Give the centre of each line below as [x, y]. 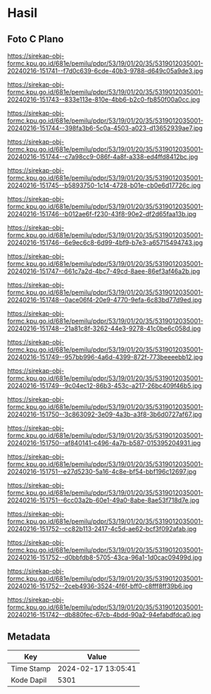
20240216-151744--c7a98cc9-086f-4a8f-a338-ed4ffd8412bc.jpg [103, 157]
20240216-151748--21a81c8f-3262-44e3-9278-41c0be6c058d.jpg [104, 328]
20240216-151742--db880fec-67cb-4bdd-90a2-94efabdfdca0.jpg [104, 615]
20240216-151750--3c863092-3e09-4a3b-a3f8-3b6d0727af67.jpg [105, 414]
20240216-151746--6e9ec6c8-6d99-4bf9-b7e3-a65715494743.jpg [105, 242]
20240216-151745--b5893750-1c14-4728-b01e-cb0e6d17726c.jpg [104, 185]
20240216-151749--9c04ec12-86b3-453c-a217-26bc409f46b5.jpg [105, 386]
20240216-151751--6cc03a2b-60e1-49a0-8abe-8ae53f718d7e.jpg [103, 500]
